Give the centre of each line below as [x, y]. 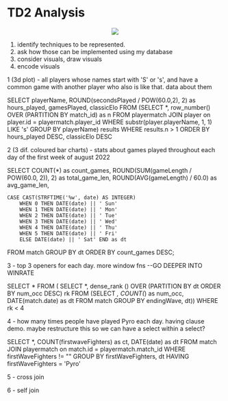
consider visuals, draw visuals [60, 59]
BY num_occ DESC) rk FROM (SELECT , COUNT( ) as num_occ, [96, 293]
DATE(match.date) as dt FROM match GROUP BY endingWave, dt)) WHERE [113, 300]
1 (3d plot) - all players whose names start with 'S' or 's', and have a [103, 80]
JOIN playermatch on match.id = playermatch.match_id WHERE [97, 349]
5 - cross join [26, 377]
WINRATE [21, 273]
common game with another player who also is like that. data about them [110, 86]
